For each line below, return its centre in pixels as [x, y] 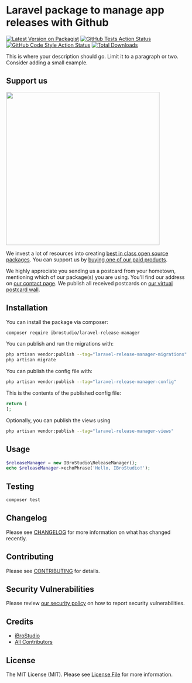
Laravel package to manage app [85, 10]
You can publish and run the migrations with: [60, 344]
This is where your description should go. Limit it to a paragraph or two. [92, 56]
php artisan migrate [31, 360]
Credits [20, 621]
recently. [17, 538]
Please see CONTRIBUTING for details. [53, 571]
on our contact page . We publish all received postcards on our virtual [90, 283]
